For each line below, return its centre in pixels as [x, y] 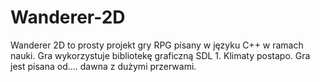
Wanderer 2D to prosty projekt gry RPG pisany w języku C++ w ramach [157, 45]
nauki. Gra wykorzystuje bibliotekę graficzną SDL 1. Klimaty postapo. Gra [160, 55]
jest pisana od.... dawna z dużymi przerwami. [103, 66]
